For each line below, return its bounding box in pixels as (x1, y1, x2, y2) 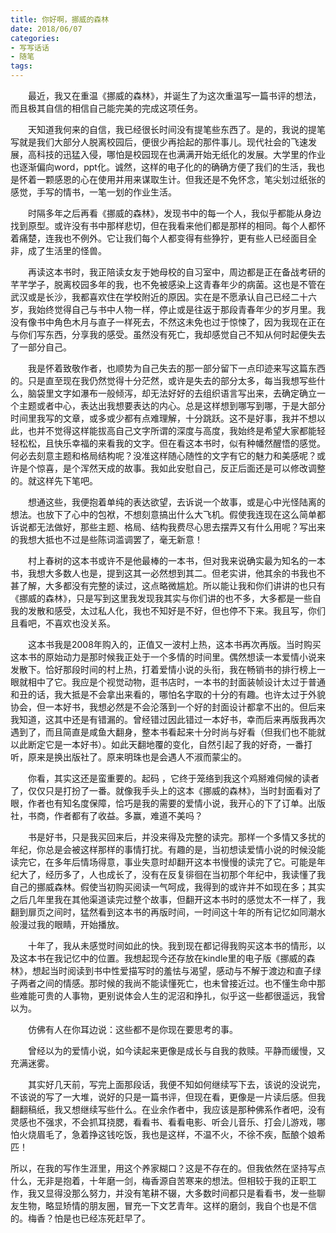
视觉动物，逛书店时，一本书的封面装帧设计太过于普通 (106, 676, 326, 688)
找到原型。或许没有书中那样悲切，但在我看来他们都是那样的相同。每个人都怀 (10, 220, 326, 231)
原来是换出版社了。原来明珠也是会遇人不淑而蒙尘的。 (27, 751, 247, 763)
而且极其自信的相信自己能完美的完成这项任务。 (10, 102, 203, 114)
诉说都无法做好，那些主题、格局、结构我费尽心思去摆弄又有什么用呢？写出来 (10, 521, 326, 533)
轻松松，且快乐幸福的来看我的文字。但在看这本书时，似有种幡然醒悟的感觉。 (10, 437, 326, 449)
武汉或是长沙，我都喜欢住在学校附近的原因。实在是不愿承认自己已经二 (10, 291, 300, 303)
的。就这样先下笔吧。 (10, 475, 98, 486)
